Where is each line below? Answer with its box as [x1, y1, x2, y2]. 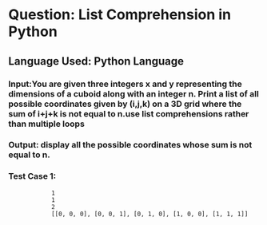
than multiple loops [8, 118, 86, 129]
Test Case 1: [8, 171, 57, 182]
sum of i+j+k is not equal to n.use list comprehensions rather [8, 108, 249, 119]
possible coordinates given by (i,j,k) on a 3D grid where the [8, 98, 242, 109]
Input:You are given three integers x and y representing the [8, 78, 242, 89]
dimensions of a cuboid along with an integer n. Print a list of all [8, 88, 260, 99]
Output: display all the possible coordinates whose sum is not [8, 140, 253, 151]
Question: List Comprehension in [8, 6, 232, 24]
